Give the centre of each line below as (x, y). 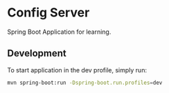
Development (37, 53)
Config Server (48, 13)
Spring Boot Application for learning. (59, 32)
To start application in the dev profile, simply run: (77, 70)
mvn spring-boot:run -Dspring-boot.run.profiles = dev (85, 83)
